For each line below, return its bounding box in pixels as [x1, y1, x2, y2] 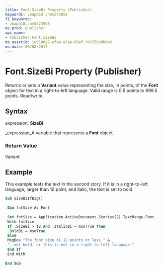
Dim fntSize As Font [7, 205, 50, 210]
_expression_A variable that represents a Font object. [5, 130, 114, 136]
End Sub [5, 261, 21, 266]
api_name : [5, 30, 26, 35]
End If [7, 247, 21, 252]
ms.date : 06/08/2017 [5, 44, 48, 49]
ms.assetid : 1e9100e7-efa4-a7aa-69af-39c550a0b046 [5, 40, 112, 45]
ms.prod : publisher [5, 26, 46, 31]
